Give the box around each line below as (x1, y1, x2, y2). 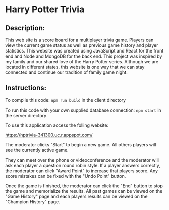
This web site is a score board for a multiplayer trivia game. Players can (5, 37, 154, 43)
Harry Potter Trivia (5, 4, 85, 15)
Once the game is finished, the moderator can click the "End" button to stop (5, 183, 163, 189)
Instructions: (5, 84, 47, 92)
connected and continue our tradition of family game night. (5, 69, 128, 75)
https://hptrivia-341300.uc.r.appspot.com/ (5, 132, 93, 138)
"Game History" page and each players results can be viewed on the (5, 193, 148, 199)
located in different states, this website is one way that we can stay (5, 64, 145, 70)
